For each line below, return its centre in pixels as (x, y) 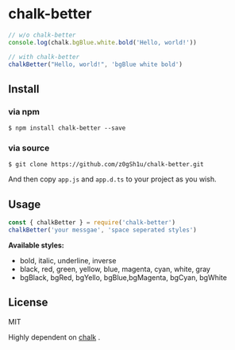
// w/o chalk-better (42, 35)
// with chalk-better (44, 56)
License (28, 303)
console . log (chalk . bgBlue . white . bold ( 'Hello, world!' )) (102, 42)
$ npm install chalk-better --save (67, 128)
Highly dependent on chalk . (54, 337)
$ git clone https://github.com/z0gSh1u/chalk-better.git (106, 165)
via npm (24, 111)
